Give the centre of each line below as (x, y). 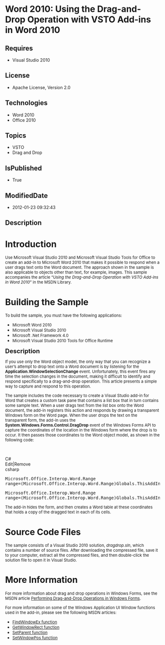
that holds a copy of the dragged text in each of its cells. (58, 512)
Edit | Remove (18, 464)
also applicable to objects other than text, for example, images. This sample (76, 272)
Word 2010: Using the (50, 9)
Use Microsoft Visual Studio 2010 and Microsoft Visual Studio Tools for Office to (80, 258)
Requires (19, 48)
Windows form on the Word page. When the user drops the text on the (71, 415)
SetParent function (30, 633)
